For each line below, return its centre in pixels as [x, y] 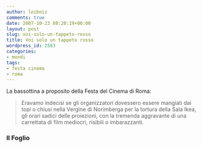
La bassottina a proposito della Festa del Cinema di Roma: [79, 91]
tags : [13, 62]
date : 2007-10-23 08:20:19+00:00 [49, 23]
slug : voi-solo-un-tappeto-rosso [49, 35]
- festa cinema [26, 68]
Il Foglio [18, 138]
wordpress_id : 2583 [31, 46]
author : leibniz [27, 12]
